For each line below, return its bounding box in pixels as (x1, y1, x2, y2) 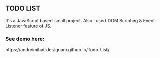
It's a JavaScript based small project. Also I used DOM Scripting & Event (5, 17, 155, 23)
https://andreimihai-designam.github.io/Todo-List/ (5, 47, 110, 53)
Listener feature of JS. (5, 23, 52, 29)
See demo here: (5, 35, 45, 42)
